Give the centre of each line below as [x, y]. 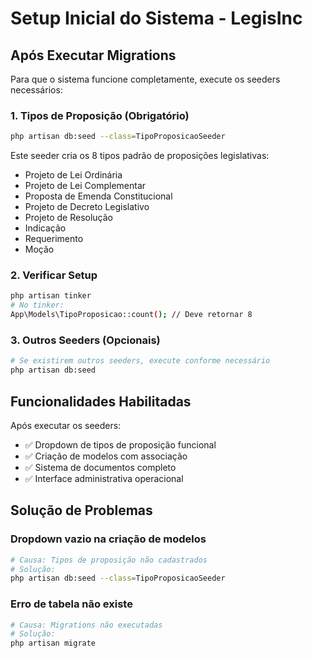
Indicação [45, 228]
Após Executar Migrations [93, 55]
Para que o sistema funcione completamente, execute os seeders [145, 79]
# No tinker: [37, 305]
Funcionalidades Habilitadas [101, 401]
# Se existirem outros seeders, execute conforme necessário [140, 361]
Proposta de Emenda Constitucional [98, 196]
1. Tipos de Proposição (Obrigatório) [100, 115]
